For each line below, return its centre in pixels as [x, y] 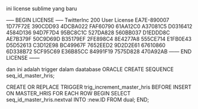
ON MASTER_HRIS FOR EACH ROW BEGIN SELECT [69, 93]
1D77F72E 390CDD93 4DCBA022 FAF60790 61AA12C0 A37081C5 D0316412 [99, 26]
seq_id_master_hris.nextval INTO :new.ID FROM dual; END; [78, 100]
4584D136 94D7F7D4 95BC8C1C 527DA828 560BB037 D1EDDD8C [88, 33]
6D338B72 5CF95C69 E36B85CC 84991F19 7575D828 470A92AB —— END [99, 52]
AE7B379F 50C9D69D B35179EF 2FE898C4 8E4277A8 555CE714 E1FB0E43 [99, 39]
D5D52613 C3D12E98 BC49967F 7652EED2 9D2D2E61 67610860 [86, 45]
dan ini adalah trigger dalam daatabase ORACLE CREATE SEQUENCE [90, 69]
